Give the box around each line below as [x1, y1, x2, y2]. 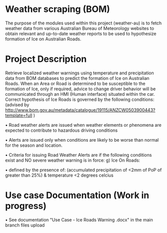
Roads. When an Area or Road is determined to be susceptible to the [5, 80, 146, 86]
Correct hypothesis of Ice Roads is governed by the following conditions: [5, 96, 155, 102]
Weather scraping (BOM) [5, 3, 110, 15]
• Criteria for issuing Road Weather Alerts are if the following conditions [5, 152, 152, 158]
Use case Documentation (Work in [5, 190, 150, 201]
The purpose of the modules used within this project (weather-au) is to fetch [5, 20, 162, 26]
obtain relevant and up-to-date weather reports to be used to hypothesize [5, 30, 157, 36]
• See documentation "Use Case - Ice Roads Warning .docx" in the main [5, 217, 153, 223]
